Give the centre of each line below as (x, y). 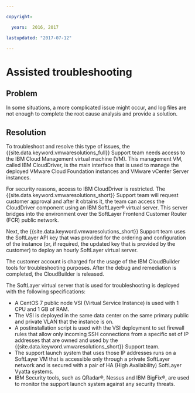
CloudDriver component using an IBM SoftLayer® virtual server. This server (97, 208)
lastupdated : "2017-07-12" (39, 38)
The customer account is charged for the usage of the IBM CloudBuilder (93, 262)
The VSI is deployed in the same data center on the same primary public (102, 316)
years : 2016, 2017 (35, 27)
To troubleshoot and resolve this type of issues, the (68, 147)
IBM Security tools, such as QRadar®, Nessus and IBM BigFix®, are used (102, 378)
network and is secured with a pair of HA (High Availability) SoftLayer (98, 365)
